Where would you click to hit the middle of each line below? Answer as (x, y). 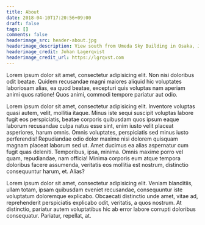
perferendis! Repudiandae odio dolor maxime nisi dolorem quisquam (92, 139)
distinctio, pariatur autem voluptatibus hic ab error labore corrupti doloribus (101, 209)
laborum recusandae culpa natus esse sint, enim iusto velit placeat (90, 125)
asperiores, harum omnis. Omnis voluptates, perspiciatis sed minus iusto (98, 132)
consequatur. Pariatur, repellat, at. (49, 215)
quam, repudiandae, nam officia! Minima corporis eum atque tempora (94, 158)
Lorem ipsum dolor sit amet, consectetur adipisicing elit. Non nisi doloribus (100, 75)
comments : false (27, 35)
